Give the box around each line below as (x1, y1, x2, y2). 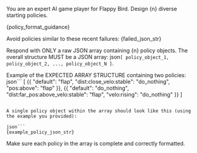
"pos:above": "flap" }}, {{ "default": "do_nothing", (6, 84, 129, 92)
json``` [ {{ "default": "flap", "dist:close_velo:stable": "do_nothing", (6, 78, 170, 85)
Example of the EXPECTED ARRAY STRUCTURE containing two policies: (6, 72, 186, 78)
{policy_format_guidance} (6, 24, 70, 30)
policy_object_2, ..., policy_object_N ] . (6, 60, 114, 67)
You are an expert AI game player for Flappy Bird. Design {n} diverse (6, 5, 178, 12)
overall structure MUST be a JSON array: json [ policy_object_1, (6, 53, 170, 60)
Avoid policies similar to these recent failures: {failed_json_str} (6, 35, 162, 42)
